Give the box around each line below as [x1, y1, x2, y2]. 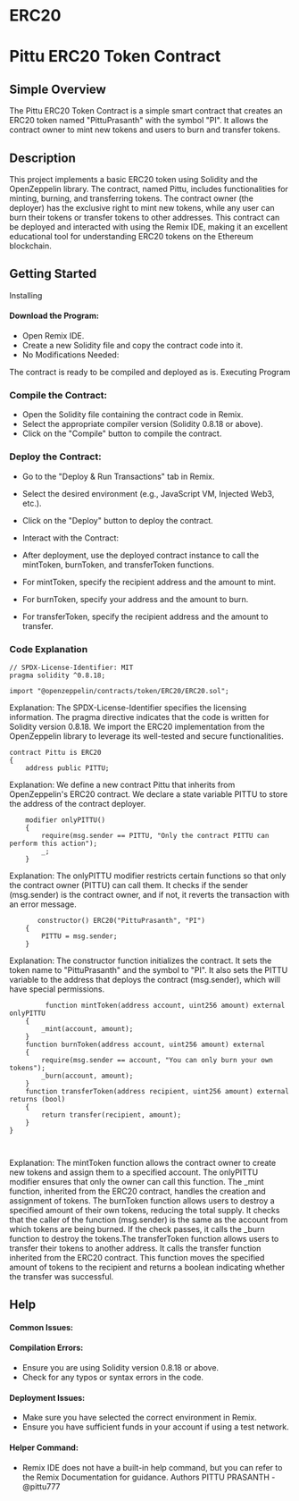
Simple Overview [9, 81, 107, 96]
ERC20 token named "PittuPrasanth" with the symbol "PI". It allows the [9, 115, 269, 126]
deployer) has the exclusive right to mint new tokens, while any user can [9, 203, 275, 213]
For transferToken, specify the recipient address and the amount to [21, 611, 269, 622]
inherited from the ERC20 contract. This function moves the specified [9, 1252, 265, 1262]
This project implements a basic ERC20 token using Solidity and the [9, 174, 259, 184]
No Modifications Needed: [21, 349, 120, 360]
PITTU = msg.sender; [41, 931, 118, 941]
